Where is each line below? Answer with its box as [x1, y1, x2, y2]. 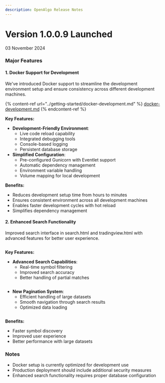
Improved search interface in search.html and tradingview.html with [5, 230, 143, 236]
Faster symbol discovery [12, 328, 63, 333]
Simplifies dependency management [12, 208, 88, 214]
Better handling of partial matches [19, 274, 89, 280]
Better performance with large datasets [12, 338, 93, 344]
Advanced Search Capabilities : [12, 259, 78, 265]
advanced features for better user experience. [5, 235, 100, 241]
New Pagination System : [12, 288, 64, 294]
